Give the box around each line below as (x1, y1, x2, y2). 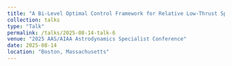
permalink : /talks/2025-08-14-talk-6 (7, 29, 116, 36)
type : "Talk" (7, 23, 45, 30)
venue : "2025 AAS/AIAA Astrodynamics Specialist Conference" (7, 36, 187, 43)
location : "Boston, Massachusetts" (7, 49, 110, 56)
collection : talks (7, 16, 60, 23)
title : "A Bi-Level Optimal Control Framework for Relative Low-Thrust (7, 10, 217, 17)
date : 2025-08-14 (7, 42, 57, 49)
